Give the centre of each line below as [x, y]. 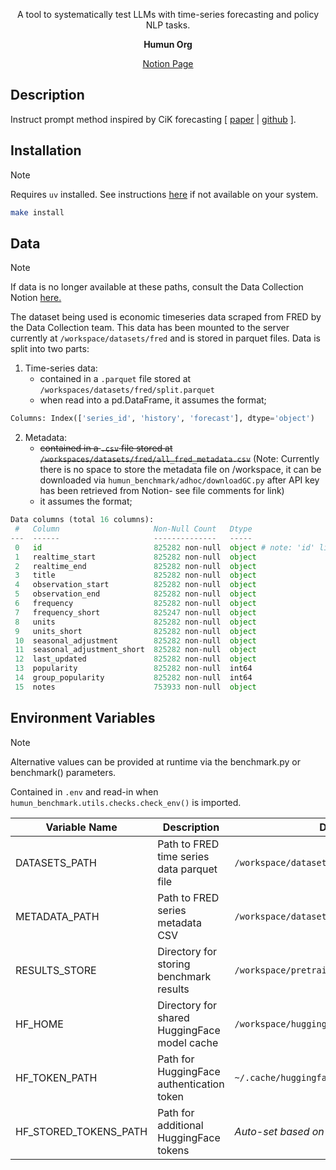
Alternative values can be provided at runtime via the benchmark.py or [156, 761]
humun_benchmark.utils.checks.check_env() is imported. [126, 802]
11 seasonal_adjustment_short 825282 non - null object [135, 650]
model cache [188, 1042]
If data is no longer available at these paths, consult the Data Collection [157, 287]
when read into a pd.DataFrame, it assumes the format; [153, 400]
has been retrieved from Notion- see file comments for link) [162, 491]
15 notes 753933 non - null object [135, 687]
